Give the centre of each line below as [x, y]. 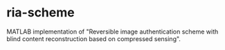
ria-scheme [40, 13]
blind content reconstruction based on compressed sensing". [94, 38]
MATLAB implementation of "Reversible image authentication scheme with [112, 32]
